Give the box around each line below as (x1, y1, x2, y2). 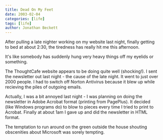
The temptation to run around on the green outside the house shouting (5, 124, 147, 130)
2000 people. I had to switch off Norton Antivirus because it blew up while (5, 79, 155, 85)
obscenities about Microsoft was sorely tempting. (5, 129, 105, 135)
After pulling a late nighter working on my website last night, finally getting (5, 39, 155, 45)
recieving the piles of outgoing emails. (5, 84, 82, 90)
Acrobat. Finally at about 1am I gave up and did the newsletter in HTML (5, 109, 148, 115)
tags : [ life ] (5, 21, 32, 26)
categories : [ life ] (5, 16, 45, 21)
